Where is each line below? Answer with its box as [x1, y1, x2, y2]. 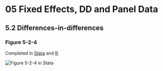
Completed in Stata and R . [5, 50, 59, 56]
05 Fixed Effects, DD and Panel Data [5, 4, 158, 15]
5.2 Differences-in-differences [5, 24, 104, 32]
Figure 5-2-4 [5, 39, 37, 46]
